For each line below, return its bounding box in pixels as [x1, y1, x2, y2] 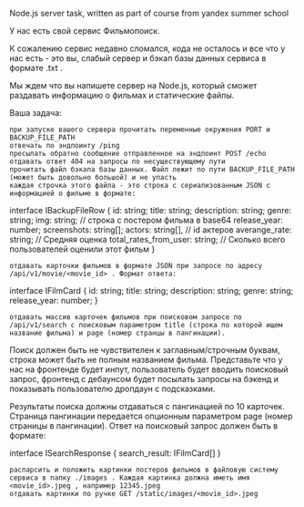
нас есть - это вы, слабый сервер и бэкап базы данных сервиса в [9, 53, 267, 63]
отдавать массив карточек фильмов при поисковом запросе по [9, 313, 243, 322]
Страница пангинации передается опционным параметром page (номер [9, 410, 293, 421]
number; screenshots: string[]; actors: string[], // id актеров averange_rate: [9, 224, 292, 235]
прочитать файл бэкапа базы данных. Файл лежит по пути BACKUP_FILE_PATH [9, 165, 296, 174]
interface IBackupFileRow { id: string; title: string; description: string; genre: [9, 205, 292, 215]
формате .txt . [9, 63, 63, 73]
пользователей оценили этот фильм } [9, 243, 156, 254]
